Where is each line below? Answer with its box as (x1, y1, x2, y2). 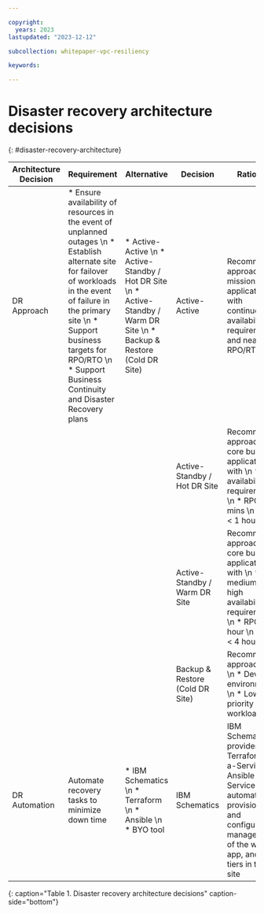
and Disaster (68, 394, 115, 405)
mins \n (226, 505, 255, 516)
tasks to (68, 795, 97, 806)
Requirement (68, 169, 118, 180)
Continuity (68, 384, 107, 395)
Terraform (124, 795, 163, 806)
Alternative (125, 169, 169, 180)
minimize (68, 804, 101, 816)
